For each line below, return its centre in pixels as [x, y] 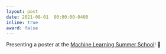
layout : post [22, 11]
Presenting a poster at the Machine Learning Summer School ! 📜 [84, 45]
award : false [22, 28]
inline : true [22, 22]
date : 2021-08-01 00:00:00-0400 [47, 17]
